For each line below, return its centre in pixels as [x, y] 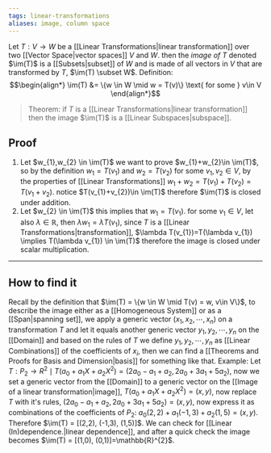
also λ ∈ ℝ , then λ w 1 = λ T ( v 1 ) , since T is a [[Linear [105, 223]
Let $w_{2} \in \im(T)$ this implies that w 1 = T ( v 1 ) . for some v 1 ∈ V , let [137, 212]
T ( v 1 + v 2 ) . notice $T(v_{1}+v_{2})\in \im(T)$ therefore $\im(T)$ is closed [140, 193]
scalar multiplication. [54, 250]
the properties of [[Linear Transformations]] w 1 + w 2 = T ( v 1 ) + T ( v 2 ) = [135, 182]
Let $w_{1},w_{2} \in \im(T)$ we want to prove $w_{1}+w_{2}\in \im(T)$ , [140, 162]
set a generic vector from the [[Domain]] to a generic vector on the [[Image [133, 381]
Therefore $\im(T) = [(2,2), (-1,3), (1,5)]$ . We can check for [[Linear [120, 423]
